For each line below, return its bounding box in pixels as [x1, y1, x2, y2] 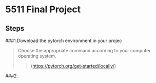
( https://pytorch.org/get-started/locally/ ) [30, 63, 116, 69]
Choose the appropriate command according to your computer [17, 48, 151, 53]
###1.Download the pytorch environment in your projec [5, 37, 122, 44]
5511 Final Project [5, 4, 81, 15]
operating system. [17, 53, 56, 59]
